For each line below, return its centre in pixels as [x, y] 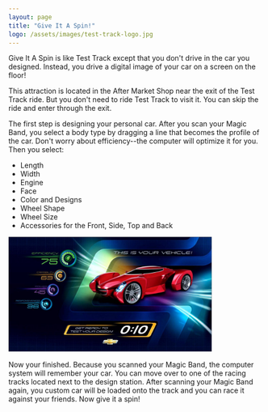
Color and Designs [51, 200]
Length [32, 165]
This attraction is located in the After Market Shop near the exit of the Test [132, 91]
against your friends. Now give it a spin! [74, 399]
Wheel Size [39, 217]
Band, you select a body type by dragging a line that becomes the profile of [134, 133]
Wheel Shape [42, 208]
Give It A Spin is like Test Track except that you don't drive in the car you [129, 58]
